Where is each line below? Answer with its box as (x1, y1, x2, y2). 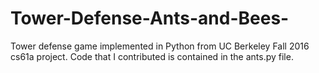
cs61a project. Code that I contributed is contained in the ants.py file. (10, 50, 294, 62)
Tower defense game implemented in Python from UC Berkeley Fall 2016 (10, 40, 310, 52)
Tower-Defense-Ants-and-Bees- (10, 7, 290, 30)
